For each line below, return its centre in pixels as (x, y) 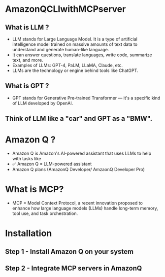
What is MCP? (34, 190)
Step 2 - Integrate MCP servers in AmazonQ (74, 268)
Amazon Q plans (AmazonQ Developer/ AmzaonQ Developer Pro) (79, 170)
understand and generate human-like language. (61, 50)
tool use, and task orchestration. (45, 213)
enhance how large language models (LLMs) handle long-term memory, (85, 208)
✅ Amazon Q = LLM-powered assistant (52, 164)
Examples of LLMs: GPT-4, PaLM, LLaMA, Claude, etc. (67, 65)
